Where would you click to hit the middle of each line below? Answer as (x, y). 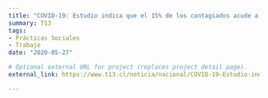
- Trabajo (25, 45)
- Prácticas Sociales (44, 38)
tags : (17, 30)
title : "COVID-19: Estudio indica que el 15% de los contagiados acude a (134, 16)
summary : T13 (30, 23)
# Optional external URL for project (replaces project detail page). (128, 67)
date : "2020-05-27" (41, 53)
